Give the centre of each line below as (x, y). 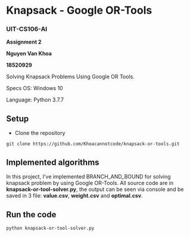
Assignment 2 (24, 42)
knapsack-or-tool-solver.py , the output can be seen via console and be (95, 189)
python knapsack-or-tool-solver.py (50, 228)
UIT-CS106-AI (27, 29)
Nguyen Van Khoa (29, 54)
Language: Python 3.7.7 (35, 100)
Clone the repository (40, 133)
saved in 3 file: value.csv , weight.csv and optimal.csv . (74, 196)
